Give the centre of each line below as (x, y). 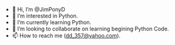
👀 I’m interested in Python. (45, 16)
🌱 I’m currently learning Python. (52, 22)
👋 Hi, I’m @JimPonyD (39, 9)
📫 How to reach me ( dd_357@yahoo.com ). (66, 36)
